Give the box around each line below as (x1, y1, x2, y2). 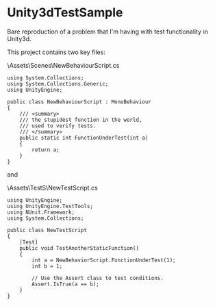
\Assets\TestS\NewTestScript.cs (7, 183, 98, 192)
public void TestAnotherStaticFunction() (19, 244, 139, 251)
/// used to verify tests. (19, 122, 97, 129)
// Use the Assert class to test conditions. (31, 275, 164, 281)
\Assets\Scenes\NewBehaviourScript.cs (7, 61, 120, 69)
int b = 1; (31, 262, 63, 270)
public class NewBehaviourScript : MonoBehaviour (7, 98, 152, 105)
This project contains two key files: (7, 48, 106, 56)
